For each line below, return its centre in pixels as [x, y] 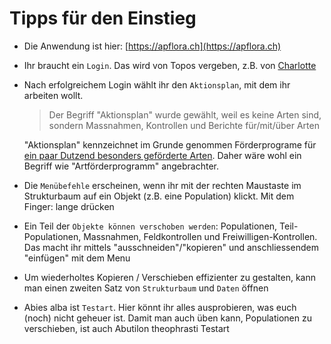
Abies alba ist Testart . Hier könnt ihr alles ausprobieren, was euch [160, 307]
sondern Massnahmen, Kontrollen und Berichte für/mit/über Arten [184, 125]
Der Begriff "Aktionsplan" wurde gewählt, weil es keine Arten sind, [185, 114]
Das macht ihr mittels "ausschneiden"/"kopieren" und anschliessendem [171, 247]
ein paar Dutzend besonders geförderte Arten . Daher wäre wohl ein [162, 155]
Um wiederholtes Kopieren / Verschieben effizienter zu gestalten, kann [170, 277]
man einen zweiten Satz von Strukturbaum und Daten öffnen [146, 288]
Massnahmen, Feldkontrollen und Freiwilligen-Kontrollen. [200, 236]
